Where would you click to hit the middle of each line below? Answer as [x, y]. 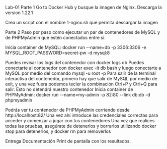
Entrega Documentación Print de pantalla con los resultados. [68, 141]
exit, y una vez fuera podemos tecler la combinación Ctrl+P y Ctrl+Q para [81, 84]
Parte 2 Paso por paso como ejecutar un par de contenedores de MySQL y [82, 32]
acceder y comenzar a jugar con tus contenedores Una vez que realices [80, 120]
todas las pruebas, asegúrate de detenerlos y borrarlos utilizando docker [81, 126]
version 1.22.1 [19, 13]
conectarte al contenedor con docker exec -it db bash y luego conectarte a [83, 68]
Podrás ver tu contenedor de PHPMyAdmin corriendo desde [67, 110]
